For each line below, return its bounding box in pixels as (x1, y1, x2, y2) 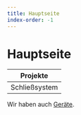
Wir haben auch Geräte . (7, 101, 75, 109)
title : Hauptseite (7, 10, 60, 17)
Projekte (20, 71, 49, 81)
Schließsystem (10, 83, 58, 92)
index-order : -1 (7, 17, 54, 23)
